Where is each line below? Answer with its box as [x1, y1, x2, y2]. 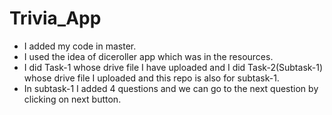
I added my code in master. [23, 40, 137, 52]
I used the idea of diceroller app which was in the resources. [23, 50, 274, 62]
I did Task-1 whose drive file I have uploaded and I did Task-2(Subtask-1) [23, 61, 324, 73]
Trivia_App [9, 7, 102, 30]
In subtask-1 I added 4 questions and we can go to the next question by [23, 82, 319, 94]
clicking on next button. [23, 93, 122, 105]
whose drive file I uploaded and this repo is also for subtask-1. [23, 72, 280, 84]
